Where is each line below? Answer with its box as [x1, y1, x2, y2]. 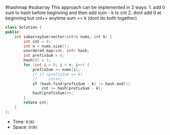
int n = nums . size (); [23, 43, 70, 49]
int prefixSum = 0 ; [23, 53, 65, 58]
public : [5, 29, 22, 34]
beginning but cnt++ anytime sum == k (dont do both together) [5, 15, 137, 21]
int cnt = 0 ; [23, 39, 51, 44]
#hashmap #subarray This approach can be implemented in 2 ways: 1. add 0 [5, 5, 165, 10]
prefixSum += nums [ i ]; [32, 67, 81, 72]
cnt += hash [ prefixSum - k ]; [41, 86, 103, 91]
